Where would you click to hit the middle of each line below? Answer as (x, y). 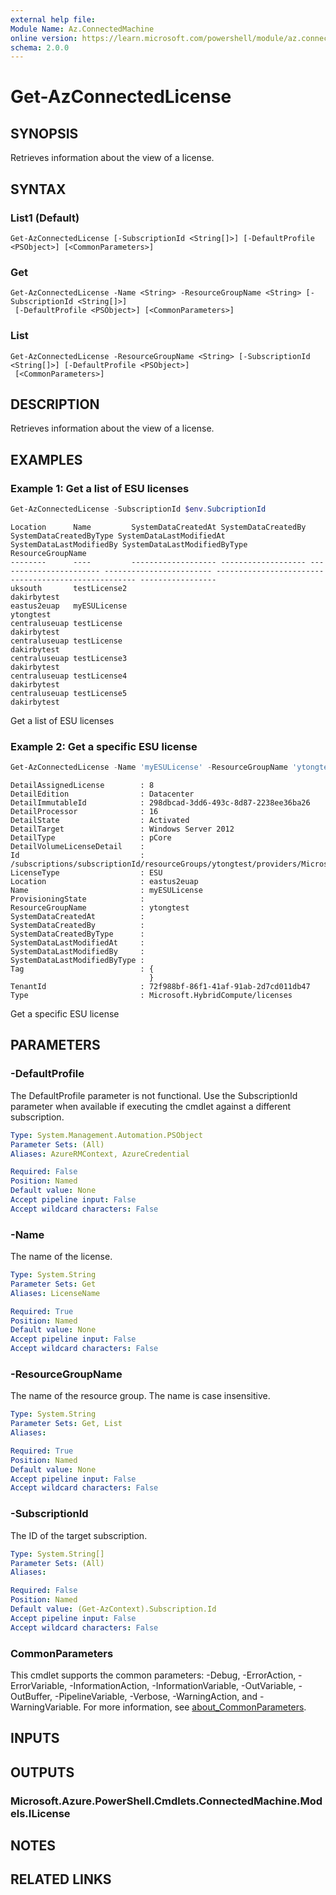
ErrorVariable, (39, 1685)
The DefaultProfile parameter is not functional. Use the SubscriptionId (154, 1095)
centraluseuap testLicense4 (69, 676)
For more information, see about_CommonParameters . (195, 1707)
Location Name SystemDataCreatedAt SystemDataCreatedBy (158, 527)
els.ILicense (40, 1813)
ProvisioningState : (77, 899)
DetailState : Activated (100, 821)
